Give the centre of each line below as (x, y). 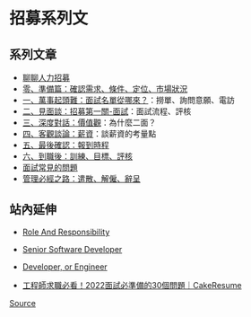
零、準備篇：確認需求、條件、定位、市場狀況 (105, 89)
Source (22, 303)
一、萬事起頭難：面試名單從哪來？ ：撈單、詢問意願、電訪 (128, 100)
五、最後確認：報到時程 (65, 145)
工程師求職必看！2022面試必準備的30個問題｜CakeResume (132, 285)
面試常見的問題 (50, 167)
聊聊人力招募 (46, 78)
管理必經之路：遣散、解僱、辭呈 (81, 179)
